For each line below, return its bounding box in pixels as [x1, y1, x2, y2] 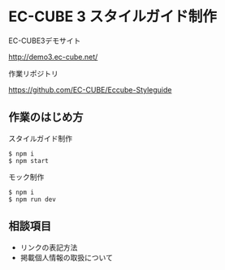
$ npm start [8, 156, 49, 165]
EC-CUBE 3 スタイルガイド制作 [8, 7, 218, 26]
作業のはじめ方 [8, 110, 84, 124]
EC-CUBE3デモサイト [8, 36, 81, 45]
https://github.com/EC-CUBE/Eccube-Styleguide [8, 84, 172, 94]
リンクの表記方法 [19, 242, 78, 252]
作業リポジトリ [8, 68, 58, 78]
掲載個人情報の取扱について [19, 252, 114, 262]
